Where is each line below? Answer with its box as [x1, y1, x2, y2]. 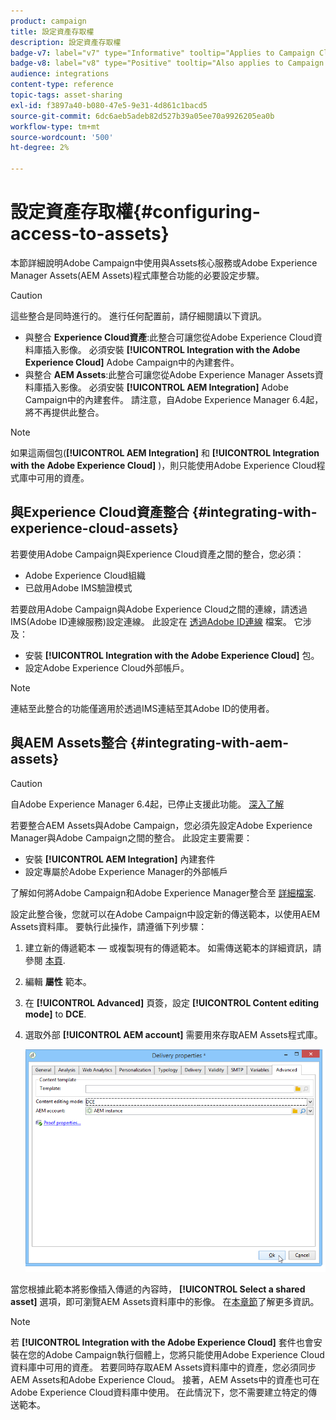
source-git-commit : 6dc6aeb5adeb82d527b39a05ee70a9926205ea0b [10, 111, 275, 121]
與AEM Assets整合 [10, 735, 128, 752]
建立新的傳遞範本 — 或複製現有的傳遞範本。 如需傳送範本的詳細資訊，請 [24, 941, 322, 954]
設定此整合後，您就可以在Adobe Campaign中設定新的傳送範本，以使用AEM [10, 908, 321, 920]
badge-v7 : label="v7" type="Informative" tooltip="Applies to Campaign [10, 48, 315, 58]
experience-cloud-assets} [10, 520, 180, 537]
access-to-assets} [10, 223, 170, 245]
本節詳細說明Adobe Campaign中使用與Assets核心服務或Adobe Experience [10, 256, 318, 269]
